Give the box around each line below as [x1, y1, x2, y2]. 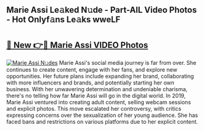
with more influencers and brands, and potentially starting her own [6, 79, 175, 86]
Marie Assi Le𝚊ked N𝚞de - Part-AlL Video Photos [6, 5, 197, 15]
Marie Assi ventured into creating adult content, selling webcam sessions [6, 99, 191, 106]
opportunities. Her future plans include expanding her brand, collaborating [6, 73, 194, 80]
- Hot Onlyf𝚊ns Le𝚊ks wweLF [6, 15, 121, 25]
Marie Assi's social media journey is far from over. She [59, 59, 197, 66]
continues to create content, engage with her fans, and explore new [6, 66, 178, 73]
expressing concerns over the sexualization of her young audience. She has [6, 111, 198, 119]
